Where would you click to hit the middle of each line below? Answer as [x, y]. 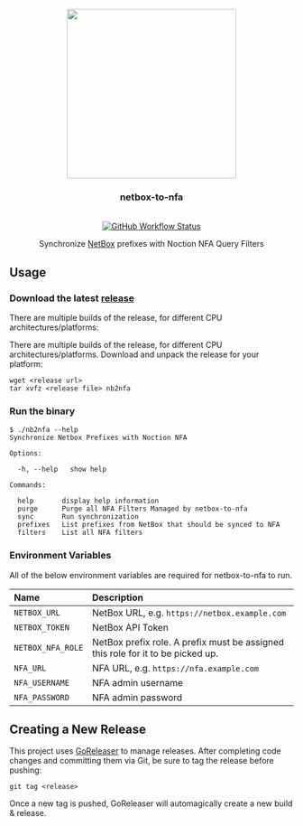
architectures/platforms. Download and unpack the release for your [134, 354]
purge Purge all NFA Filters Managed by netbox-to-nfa [133, 509]
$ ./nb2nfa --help [44, 430]
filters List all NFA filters [80, 533]
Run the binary [42, 411]
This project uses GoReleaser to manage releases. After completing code [145, 751]
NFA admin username [137, 682]
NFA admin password [137, 697]
